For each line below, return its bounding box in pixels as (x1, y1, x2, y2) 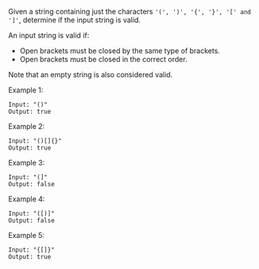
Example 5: (8, 231, 45, 240)
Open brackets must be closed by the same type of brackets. (19, 46, 221, 55)
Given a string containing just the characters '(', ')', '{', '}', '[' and (8, 7, 252, 16)
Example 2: (8, 122, 45, 131)
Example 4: (8, 194, 45, 204)
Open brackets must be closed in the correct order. (19, 55, 188, 64)
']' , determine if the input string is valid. (8, 15, 141, 25)
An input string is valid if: (8, 31, 90, 40)
